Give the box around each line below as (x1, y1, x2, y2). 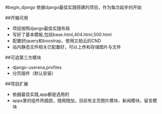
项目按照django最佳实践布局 (12, 25, 70, 31)
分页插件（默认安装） (12, 70, 56, 76)
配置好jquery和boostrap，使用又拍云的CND (12, 38, 102, 44)
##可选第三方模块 (5, 55, 41, 60)
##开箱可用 (5, 15, 28, 21)
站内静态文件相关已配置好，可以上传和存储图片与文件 (12, 44, 121, 50)
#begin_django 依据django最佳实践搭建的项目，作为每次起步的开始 (5, 4, 142, 10)
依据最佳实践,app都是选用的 (12, 91, 69, 97)
